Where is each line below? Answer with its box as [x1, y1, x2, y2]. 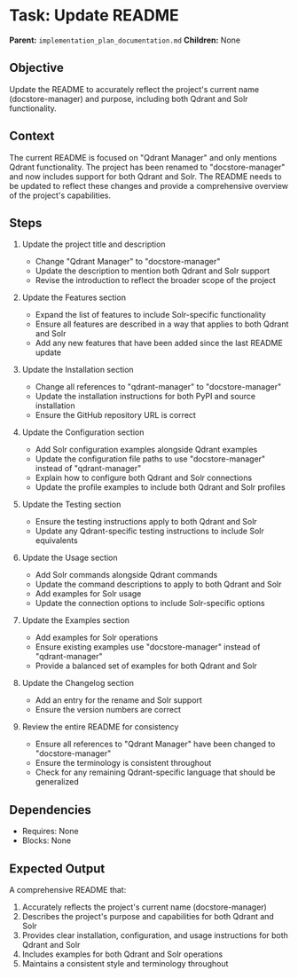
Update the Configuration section [21, 427, 145, 438]
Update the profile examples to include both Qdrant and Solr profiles [35, 482, 286, 493]
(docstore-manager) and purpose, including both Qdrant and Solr [9, 93, 248, 104]
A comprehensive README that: [9, 885, 127, 895]
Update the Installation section [21, 365, 135, 375]
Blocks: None [21, 835, 72, 846]
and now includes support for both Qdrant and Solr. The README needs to [9, 170, 282, 182]
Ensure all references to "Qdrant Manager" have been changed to [35, 738, 276, 750]
